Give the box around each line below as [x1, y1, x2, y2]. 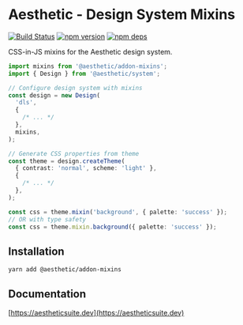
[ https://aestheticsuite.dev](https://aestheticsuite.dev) [8, 308, 185, 318]
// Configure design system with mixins [8, 84, 144, 92]
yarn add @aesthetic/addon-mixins [8, 266, 122, 274]
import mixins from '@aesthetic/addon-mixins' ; [8, 62, 168, 70]
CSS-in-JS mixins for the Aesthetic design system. [8, 47, 173, 56]
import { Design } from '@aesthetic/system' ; [8, 70, 160, 77]
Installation [8, 244, 65, 258]
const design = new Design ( [8, 91, 101, 100]
